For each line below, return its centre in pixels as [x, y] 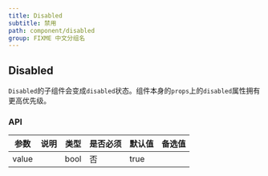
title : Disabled [35, 16]
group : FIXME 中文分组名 [47, 38]
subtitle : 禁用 [32, 23]
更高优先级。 [29, 101]
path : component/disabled [51, 30]
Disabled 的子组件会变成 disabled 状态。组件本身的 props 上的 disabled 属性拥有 [134, 91]
